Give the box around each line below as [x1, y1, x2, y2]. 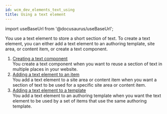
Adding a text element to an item [12, 71, 80, 77]
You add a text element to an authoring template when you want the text [12, 93, 161, 99]
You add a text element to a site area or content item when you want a [12, 77, 157, 83]
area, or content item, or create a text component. [5, 46, 108, 52]
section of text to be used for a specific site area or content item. [12, 82, 146, 88]
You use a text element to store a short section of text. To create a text [5, 35, 150, 41]
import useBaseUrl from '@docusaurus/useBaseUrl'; [5, 25, 113, 31]
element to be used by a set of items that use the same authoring [12, 98, 147, 104]
